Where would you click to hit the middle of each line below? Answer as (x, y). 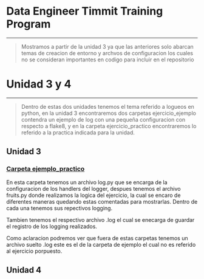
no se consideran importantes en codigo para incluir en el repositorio (107, 60)
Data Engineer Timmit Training (85, 11)
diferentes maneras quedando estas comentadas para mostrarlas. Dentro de (102, 201)
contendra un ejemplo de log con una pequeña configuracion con (103, 119)
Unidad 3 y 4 (39, 84)
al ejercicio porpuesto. (34, 251)
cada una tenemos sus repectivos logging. (59, 208)
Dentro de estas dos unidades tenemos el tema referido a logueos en (107, 106)
